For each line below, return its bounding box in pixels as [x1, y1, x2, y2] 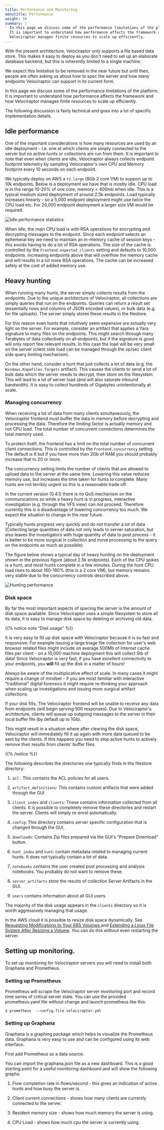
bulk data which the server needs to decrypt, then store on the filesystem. [5, 371, 154, 377]
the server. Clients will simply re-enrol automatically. [12, 810, 118, 816]
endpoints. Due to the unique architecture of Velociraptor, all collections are [5, 295, 157, 301]
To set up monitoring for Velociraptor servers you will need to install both [5, 960, 152, 966]
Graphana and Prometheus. [5, 965, 61, 971]
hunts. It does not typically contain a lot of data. [12, 854, 108, 860]
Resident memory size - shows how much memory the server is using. [12, 1109, 154, 1116]
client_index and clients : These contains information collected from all [12, 799, 158, 805]
